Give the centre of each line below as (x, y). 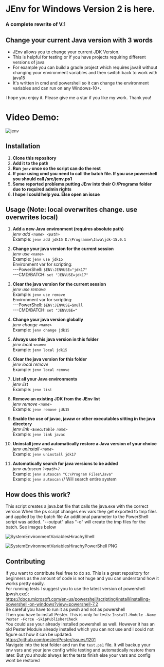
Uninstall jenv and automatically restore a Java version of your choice (85, 444)
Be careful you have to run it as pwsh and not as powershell (65, 609)
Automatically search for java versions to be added (65, 464)
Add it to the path (30, 163)
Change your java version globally (48, 320)
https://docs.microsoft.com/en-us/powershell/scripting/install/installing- (78, 599)
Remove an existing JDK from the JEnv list (56, 399)
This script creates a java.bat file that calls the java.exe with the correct (77, 506)
